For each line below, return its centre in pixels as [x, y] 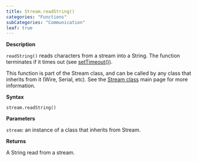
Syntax [15, 97]
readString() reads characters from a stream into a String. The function [93, 56]
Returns [16, 142]
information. [21, 86]
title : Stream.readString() [41, 11]
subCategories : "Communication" [46, 22]
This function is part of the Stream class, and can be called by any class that [99, 73]
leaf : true [19, 28]
